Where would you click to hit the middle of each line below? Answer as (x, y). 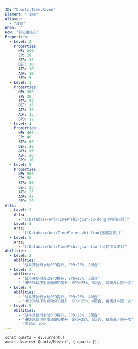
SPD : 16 (26, 160)
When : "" (14, 28)
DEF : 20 (26, 147)
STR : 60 (26, 142)
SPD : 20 (26, 201)
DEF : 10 (26, 64)
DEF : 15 (26, 105)
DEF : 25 (26, 187)
